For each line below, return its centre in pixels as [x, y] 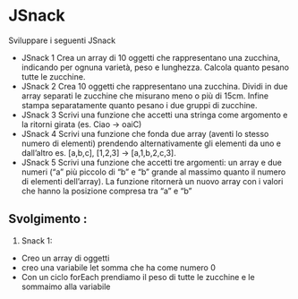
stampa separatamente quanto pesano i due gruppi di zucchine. [139, 105]
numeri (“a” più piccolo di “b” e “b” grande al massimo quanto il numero [153, 172]
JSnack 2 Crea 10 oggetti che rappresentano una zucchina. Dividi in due [154, 86]
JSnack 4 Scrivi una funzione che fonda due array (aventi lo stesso [145, 133]
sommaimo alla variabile [66, 286]
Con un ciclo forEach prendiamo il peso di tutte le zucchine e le [138, 277]
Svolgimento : [48, 219]
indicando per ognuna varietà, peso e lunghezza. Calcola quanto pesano [155, 67]
